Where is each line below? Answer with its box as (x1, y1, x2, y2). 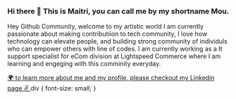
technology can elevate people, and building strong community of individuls (7, 37, 228, 46)
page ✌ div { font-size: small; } (7, 84, 97, 93)
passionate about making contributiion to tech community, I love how (7, 29, 208, 38)
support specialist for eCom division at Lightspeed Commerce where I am (7, 52, 221, 60)
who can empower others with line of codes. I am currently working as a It (7, 45, 223, 53)
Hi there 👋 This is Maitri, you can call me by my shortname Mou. (7, 6, 230, 16)
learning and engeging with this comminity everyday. (7, 60, 161, 68)
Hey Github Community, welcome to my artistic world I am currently (7, 22, 204, 31)
